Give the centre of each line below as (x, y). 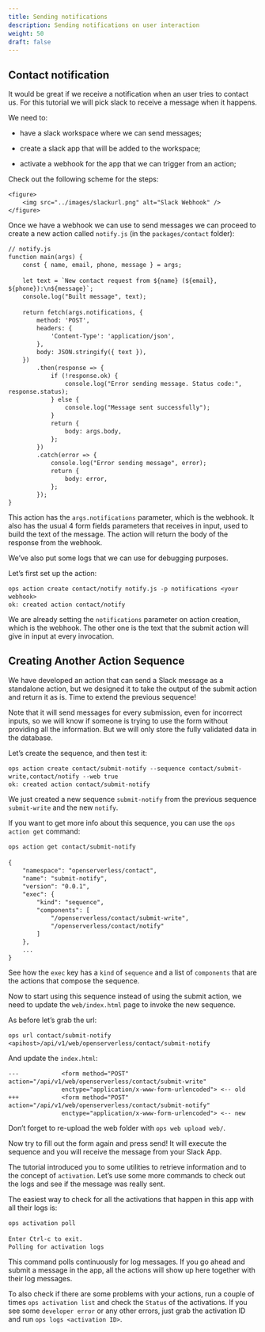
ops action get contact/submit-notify (72, 847)
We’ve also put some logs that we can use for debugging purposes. (118, 558)
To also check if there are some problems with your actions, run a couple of (131, 1294)
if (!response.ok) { (84, 376)
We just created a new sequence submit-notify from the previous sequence (132, 799)
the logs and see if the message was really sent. (87, 1184)
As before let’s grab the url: (53, 1020)
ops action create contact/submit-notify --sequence (97, 769)
